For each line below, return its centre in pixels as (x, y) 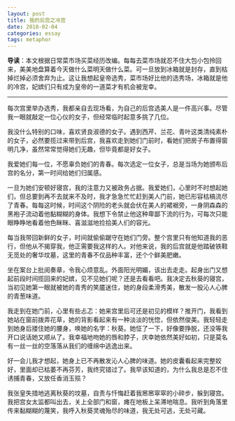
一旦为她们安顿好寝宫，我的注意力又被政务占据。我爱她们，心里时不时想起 (114, 188)
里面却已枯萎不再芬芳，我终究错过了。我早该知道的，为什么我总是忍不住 (123, 370)
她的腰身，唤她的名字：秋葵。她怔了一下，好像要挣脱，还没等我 (136, 329)
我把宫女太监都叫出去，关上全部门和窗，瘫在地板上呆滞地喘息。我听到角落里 (117, 402)
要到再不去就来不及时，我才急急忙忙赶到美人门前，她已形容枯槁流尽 (129, 197)
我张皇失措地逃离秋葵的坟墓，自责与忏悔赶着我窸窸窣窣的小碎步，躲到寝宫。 (117, 393)
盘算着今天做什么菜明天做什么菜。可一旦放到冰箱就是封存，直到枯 (133, 69)
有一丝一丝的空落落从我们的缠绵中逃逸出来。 (72, 346)
